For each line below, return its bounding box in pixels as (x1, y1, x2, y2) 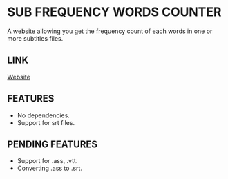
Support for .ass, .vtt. (17, 157, 78, 165)
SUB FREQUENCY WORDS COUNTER (7, 4, 222, 20)
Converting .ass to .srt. (17, 164, 83, 173)
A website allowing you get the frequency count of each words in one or (7, 27, 213, 35)
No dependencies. (17, 111, 70, 120)
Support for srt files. (17, 118, 75, 126)
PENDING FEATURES (7, 138, 98, 150)
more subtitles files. (7, 34, 64, 42)
